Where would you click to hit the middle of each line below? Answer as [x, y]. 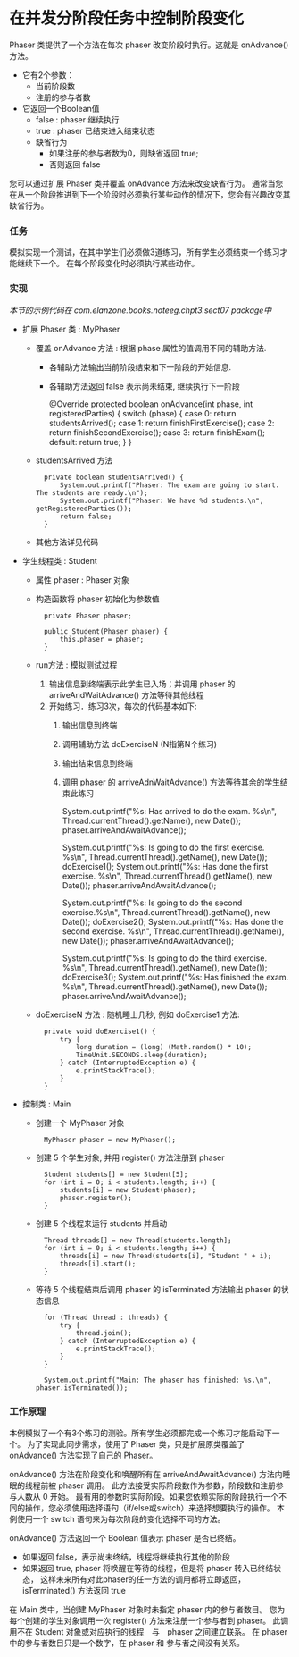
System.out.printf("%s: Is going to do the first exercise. [163, 847]
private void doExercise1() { [100, 1031]
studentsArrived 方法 [74, 460]
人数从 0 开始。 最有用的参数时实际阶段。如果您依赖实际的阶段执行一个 [148, 1496]
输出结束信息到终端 [98, 763]
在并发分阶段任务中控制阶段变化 [127, 18]
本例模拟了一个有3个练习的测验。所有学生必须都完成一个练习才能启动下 [141, 1433]
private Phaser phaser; [87, 616]
